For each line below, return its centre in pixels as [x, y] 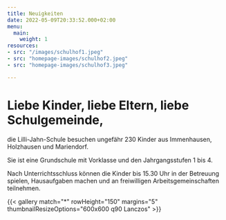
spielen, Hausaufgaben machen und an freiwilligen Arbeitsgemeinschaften [113, 181]
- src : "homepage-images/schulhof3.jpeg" [68, 65]
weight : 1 [34, 39]
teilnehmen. [24, 188]
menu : [15, 26]
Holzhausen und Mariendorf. [48, 147]
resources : [23, 46]
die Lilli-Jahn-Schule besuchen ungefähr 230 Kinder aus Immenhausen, [110, 139]
